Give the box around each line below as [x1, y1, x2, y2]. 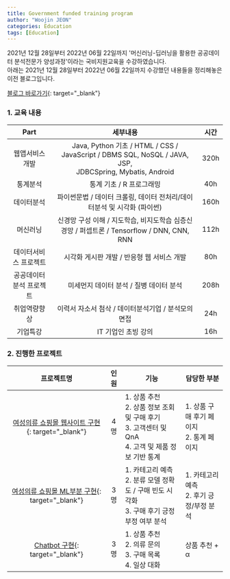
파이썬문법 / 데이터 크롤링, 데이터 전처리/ [57, 192, 181, 202]
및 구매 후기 [125, 412, 161, 422]
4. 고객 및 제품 [125, 442, 169, 451]
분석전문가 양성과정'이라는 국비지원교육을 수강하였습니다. [14, 58, 166, 66]
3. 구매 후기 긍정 [125, 506, 175, 515]
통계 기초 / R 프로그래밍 [89, 179, 161, 189]
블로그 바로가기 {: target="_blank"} [7, 89, 101, 97]
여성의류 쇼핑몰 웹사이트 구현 [12, 418, 101, 427]
